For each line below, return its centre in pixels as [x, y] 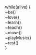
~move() [13, 33]
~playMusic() [18, 38]
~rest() [12, 43]
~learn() [13, 22]
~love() [12, 17]
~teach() [14, 27]
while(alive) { [18, 7]
